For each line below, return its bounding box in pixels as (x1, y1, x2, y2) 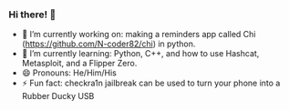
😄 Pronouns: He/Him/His (21, 67, 118, 78)
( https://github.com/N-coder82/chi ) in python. (21, 38, 196, 49)
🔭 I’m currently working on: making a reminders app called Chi (21, 29, 256, 40)
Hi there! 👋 (8, 8, 57, 21)
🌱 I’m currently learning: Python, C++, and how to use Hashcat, (21, 48, 260, 59)
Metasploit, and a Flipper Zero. (21, 58, 138, 69)
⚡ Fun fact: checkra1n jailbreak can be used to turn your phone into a (21, 77, 281, 89)
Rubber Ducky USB (21, 91, 95, 102)
